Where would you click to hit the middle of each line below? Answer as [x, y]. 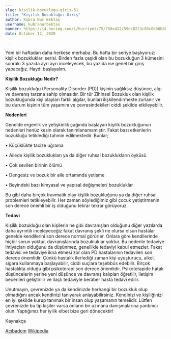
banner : [13, 29]
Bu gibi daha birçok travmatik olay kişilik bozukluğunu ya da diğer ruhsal [81, 195]
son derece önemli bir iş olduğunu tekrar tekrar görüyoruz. [67, 205]
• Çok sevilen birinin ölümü [34, 165]
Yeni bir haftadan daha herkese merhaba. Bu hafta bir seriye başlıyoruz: [80, 53]
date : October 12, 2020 [31, 34]
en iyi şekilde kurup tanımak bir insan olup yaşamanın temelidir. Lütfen [79, 300]
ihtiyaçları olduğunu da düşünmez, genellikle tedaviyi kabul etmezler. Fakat [84, 247]
